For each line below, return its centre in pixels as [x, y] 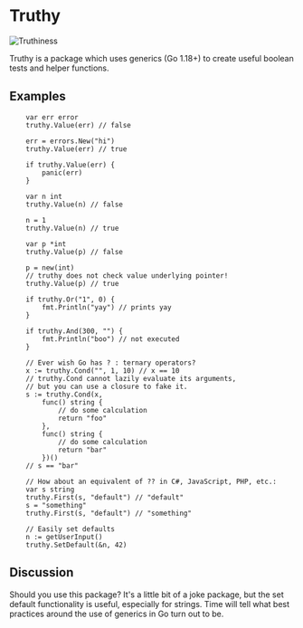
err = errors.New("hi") [71, 141]
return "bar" [82, 450]
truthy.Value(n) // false [75, 205]
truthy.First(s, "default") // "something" [109, 513]
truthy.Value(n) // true [72, 228]
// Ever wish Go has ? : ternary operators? [111, 363]
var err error [52, 117]
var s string [50, 490]
